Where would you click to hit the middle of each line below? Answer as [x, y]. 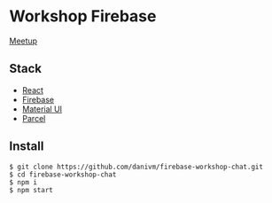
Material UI [42, 109]
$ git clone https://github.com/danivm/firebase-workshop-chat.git [136, 167]
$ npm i [23, 182]
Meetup [23, 41]
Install [27, 147]
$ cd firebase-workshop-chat [63, 175]
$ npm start [31, 190]
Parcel [34, 118]
